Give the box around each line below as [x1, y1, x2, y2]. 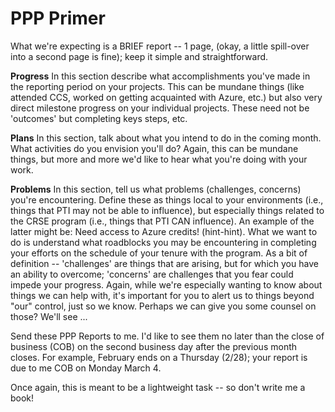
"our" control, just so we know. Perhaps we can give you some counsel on [10, 300, 317, 312]
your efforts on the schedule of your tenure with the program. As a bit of [10, 247, 308, 259]
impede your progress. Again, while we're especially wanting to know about [10, 278, 323, 291]
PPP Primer [10, 7, 106, 30]
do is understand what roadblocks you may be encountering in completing [10, 236, 317, 248]
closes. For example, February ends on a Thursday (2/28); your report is [10, 351, 308, 363]
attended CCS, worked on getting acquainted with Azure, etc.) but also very [10, 91, 323, 103]
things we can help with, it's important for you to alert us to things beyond [10, 289, 315, 301]
